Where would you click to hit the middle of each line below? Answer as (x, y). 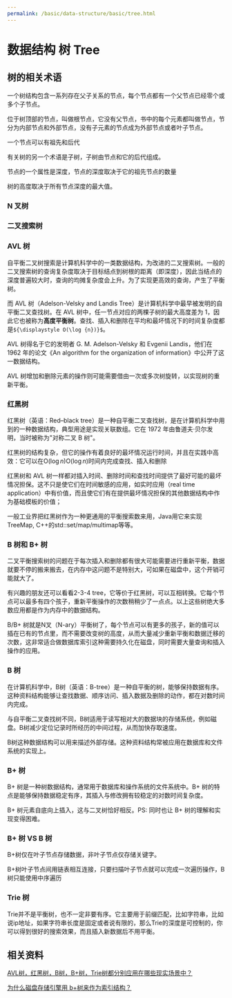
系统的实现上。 (28, 751)
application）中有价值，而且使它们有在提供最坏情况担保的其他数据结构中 (110, 493)
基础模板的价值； (37, 502)
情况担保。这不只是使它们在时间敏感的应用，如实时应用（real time (101, 484)
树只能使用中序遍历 (35, 878)
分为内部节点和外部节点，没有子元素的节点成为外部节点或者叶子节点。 (107, 127)
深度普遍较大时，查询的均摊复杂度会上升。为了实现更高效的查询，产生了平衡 (116, 280)
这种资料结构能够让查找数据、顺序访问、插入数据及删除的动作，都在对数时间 (116, 695)
